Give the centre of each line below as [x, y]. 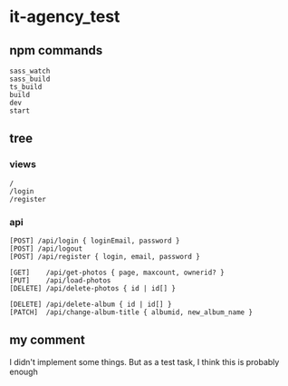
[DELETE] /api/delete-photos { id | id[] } [93, 288]
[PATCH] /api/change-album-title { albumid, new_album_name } [131, 312]
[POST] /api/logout [46, 248]
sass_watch [30, 71]
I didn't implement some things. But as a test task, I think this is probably [144, 361]
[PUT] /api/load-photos [60, 280]
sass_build [30, 79]
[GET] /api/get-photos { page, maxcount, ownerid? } [117, 272]
